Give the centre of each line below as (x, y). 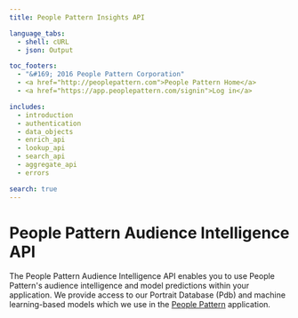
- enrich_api (41, 140)
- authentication (49, 123)
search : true (33, 189)
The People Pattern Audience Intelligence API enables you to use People (142, 276)
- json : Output (45, 50)
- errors (33, 173)
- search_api (41, 156)
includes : (28, 107)
